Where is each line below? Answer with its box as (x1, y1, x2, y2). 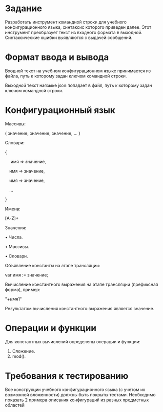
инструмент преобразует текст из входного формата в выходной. (5, 29, 143, 35)
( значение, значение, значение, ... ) (5, 130, 81, 136)
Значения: (5, 225, 27, 231)
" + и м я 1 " (5, 296, 22, 302)
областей (5, 402, 25, 408)
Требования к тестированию (5, 370, 128, 381)
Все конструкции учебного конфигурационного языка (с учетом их (5, 386, 145, 392)
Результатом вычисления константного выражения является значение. (5, 305, 155, 311)
